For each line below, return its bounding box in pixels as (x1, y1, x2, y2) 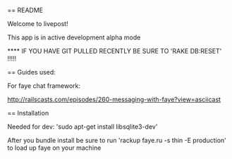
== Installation (7, 109, 49, 117)
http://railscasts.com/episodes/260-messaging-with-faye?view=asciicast (7, 95, 221, 103)
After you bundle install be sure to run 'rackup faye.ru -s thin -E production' (7, 136, 227, 144)
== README (7, 6, 44, 14)
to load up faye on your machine (7, 144, 102, 152)
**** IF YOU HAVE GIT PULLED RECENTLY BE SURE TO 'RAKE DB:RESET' (7, 47, 222, 55)
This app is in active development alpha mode (7, 33, 141, 42)
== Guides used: (7, 68, 56, 76)
